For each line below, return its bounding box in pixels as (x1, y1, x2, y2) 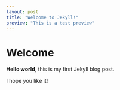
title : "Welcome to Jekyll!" (6, 14, 79, 20)
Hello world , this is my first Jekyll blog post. (6, 65, 115, 73)
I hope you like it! (6, 77, 48, 85)
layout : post (6, 8, 39, 15)
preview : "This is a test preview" (6, 20, 95, 26)
